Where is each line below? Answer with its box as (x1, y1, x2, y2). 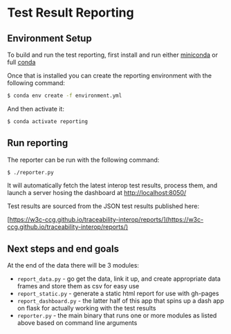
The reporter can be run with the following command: (7, 156, 160, 164)
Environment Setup (7, 33, 92, 44)
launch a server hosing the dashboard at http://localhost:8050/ (7, 189, 187, 197)
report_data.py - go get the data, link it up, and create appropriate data (17, 275, 221, 283)
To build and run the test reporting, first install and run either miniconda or (7, 50, 218, 59)
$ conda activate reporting (7, 118, 89, 125)
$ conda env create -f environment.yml (7, 92, 122, 99)
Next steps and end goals (7, 243, 120, 254)
